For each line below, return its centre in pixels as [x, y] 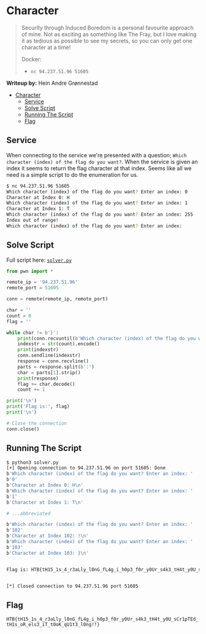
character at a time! [46, 47]
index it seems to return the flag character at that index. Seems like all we [99, 168]
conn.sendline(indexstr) [49, 356]
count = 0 [19, 316]
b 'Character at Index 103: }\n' [48, 553]
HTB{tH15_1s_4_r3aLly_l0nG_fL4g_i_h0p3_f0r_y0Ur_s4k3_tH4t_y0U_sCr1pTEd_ [103, 619]
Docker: [31, 59]
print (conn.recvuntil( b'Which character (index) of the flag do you [107, 339]
